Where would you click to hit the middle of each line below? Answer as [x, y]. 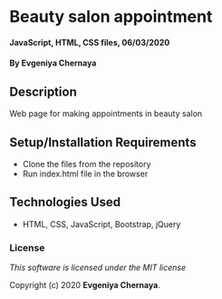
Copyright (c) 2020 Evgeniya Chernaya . [85, 285]
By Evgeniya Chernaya [53, 63]
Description [43, 91]
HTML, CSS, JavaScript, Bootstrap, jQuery [101, 224]
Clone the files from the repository [87, 164]
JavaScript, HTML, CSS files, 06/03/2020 [90, 42]
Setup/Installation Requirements [103, 142]
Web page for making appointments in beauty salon [106, 114]
